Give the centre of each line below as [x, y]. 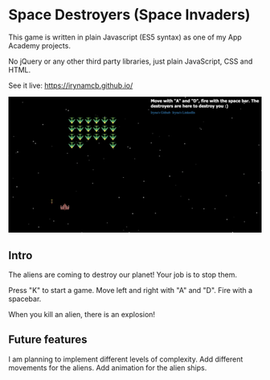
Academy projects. [39, 45]
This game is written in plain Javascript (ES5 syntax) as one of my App [125, 37]
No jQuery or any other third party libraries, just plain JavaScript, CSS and [131, 61]
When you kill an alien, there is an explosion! [82, 314]
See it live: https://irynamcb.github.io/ [71, 85]
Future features [48, 340]
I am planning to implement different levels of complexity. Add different [126, 359]
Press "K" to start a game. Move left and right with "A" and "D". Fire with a [131, 290]
